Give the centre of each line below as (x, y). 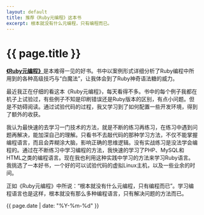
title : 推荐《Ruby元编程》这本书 (44, 18)
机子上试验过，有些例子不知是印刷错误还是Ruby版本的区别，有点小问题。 (98, 99)
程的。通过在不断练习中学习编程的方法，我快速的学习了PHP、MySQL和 (95, 150)
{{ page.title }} (44, 53)
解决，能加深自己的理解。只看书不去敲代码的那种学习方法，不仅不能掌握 (107, 135)
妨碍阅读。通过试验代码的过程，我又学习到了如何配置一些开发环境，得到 (107, 107)
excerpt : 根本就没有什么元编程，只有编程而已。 (59, 23)
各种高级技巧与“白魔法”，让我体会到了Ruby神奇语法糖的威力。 (100, 79)
